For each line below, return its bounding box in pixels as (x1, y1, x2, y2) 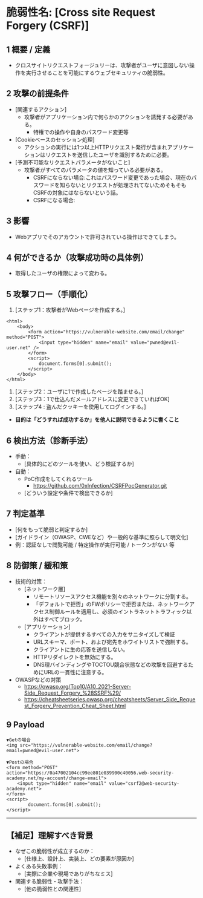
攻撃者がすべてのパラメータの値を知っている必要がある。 (24, 166, 166, 173)
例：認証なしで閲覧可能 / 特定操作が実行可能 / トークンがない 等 (14, 541, 175, 548)
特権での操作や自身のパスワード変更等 (33, 128, 129, 136)
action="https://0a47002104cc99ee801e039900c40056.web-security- (6, 770, 174, 776)
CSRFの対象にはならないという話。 (33, 189, 121, 196)
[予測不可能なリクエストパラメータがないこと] (14, 159, 130, 166)
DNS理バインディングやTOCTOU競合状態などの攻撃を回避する (33, 661, 188, 668)
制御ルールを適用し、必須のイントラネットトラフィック (49, 608, 187, 615)
